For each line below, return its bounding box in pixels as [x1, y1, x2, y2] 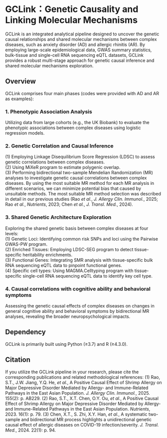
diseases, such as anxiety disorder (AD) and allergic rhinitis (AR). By [5, 41, 146, 47]
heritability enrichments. [22, 252, 73, 258]
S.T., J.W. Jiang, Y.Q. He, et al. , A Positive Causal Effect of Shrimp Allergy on [5, 379, 162, 385]
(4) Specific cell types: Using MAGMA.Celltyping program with [5, 268, 134, 274]
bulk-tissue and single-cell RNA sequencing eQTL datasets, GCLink [5, 52, 144, 58]
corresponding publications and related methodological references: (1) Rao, [5, 374, 161, 380]
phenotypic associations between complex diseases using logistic [5, 125, 141, 131]
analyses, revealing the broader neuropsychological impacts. [5, 313, 131, 319]
